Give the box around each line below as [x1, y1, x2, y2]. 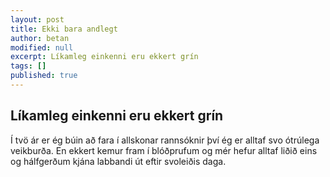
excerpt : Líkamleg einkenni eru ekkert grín [10, 52, 199, 62]
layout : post [10, 14, 65, 25]
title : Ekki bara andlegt [10, 24, 118, 34]
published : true [10, 71, 78, 81]
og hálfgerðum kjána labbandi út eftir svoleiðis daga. [10, 155, 227, 167]
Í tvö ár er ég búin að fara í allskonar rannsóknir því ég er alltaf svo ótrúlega [10, 134, 320, 146]
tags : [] [10, 61, 47, 71]
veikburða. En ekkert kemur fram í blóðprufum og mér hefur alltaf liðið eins [10, 144, 318, 156]
